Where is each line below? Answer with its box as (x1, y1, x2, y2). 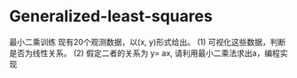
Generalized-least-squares (9, 6, 213, 27)
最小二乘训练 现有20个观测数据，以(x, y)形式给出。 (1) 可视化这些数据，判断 (9, 36, 286, 47)
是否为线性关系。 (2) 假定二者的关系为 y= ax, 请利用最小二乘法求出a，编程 (9, 47, 281, 58)
